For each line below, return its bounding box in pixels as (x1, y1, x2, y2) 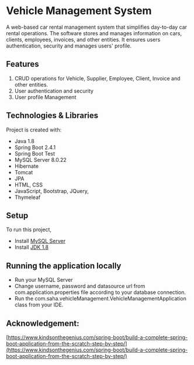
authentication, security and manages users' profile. (6, 42, 132, 49)
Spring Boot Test (14, 150, 56, 157)
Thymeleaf (14, 194, 41, 201)
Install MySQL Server (14, 238, 66, 245)
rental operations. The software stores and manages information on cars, (6, 29, 182, 36)
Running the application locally (6, 261, 122, 271)
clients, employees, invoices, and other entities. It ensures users (6, 36, 161, 43)
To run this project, (6, 226, 51, 233)
